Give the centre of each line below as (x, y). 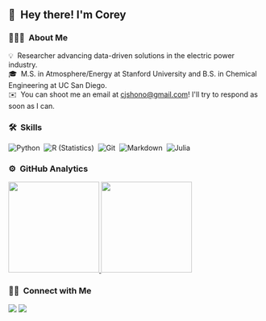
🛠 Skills (25, 127)
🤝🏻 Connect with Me (50, 291)
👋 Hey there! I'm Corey (67, 15)
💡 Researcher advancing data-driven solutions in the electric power (122, 55)
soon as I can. (31, 106)
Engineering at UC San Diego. (58, 85)
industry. (23, 65)
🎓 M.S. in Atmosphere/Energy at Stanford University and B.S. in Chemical (133, 73)
